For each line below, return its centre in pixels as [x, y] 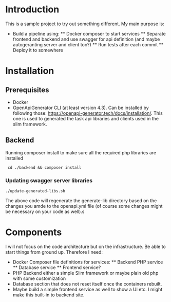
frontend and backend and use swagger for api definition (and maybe [86, 39]
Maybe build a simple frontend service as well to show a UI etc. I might [88, 289]
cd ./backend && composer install [44, 167]
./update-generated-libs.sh [35, 191]
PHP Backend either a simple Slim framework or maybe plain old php [85, 273]
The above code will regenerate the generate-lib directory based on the [81, 201]
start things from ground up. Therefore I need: [54, 252]
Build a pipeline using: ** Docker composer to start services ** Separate [89, 33]
